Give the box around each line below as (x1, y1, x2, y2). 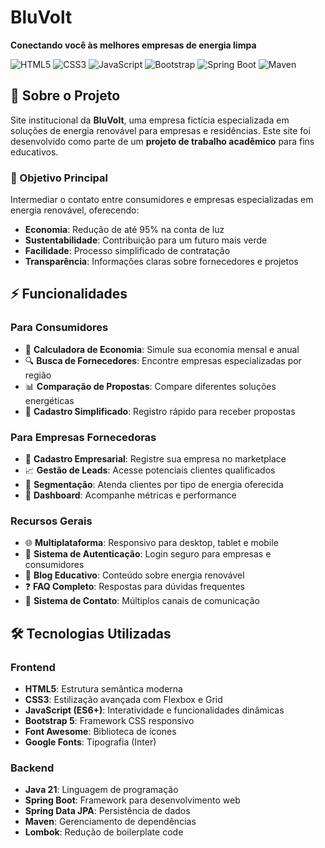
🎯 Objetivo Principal (10, 171, 108, 185)
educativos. (10, 146, 59, 158)
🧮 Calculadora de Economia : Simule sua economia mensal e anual (24, 343, 300, 355)
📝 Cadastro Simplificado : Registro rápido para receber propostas (24, 405, 296, 417)
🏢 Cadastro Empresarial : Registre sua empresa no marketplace (24, 453, 287, 465)
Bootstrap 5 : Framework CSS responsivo (24, 715, 195, 727)
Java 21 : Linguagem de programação (24, 784, 179, 796)
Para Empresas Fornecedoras (10, 430, 157, 444)
